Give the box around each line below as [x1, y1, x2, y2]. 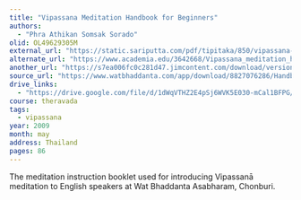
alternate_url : [9, 55, 66, 64]
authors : [9, 22, 42, 30]
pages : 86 [9, 146, 47, 155]
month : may [9, 130, 50, 139]
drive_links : [9, 80, 58, 89]
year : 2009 [9, 122, 50, 131]
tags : [9, 105, 30, 114]
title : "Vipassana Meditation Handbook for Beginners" [9, 13, 219, 22]
